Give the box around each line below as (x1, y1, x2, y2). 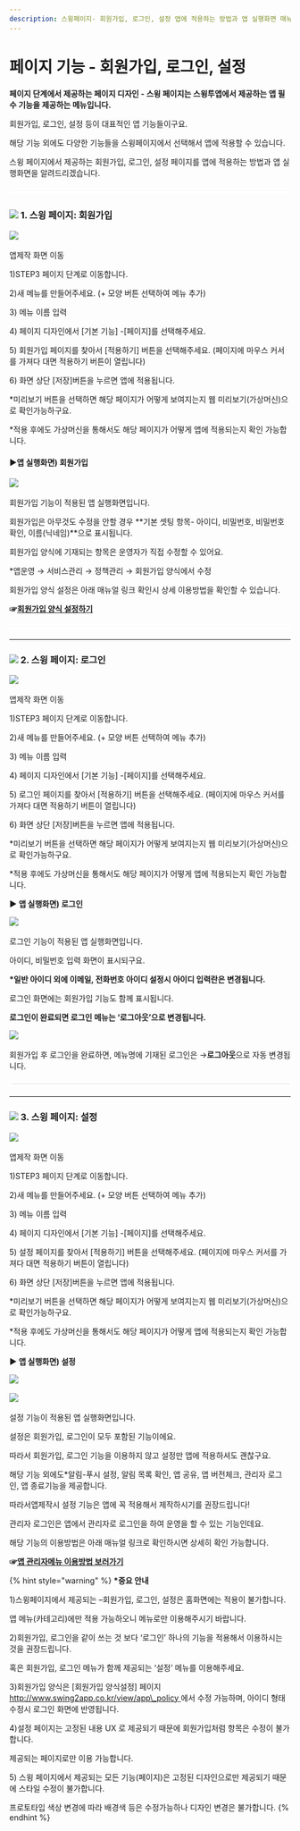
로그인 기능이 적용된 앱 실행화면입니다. (9, 936, 143, 947)
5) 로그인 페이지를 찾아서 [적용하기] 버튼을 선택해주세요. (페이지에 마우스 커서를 (9, 789, 286, 800)
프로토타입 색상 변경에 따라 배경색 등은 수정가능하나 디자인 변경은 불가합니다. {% (9, 1801, 290, 1812)
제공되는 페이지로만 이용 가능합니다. (9, 1752, 134, 1763)
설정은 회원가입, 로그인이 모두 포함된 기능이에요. (9, 1430, 177, 1441)
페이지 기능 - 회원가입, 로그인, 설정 (9, 56, 246, 77)
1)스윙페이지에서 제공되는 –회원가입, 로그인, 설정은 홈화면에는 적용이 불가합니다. (9, 1594, 287, 1605)
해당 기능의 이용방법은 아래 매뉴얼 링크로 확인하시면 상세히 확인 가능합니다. (9, 1537, 270, 1548)
